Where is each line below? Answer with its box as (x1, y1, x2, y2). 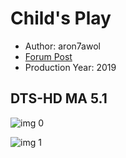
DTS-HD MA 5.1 (10, 90, 108, 107)
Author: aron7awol (24, 40, 101, 52)
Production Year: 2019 (24, 61, 117, 73)
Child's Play (10, 7, 112, 30)
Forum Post (24, 50, 73, 62)
